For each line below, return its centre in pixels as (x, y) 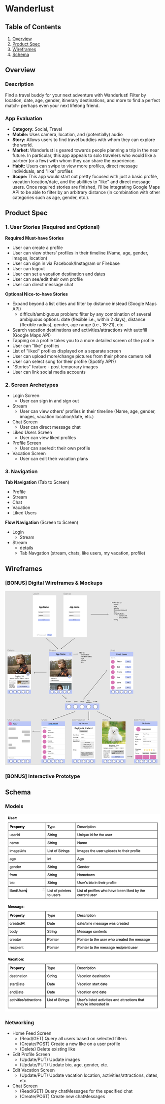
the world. (22, 145)
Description (19, 84)
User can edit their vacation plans (54, 458)
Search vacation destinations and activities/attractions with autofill (80, 330)
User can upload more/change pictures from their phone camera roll (82, 356)
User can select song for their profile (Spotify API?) (64, 361)
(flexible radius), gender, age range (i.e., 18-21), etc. (72, 324)
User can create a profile (37, 248)
